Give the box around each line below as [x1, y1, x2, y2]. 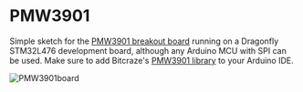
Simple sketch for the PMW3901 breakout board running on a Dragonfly [9, 36, 279, 46]
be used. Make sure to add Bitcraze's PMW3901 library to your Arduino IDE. [9, 55, 294, 66]
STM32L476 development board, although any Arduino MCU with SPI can [9, 45, 287, 56]
